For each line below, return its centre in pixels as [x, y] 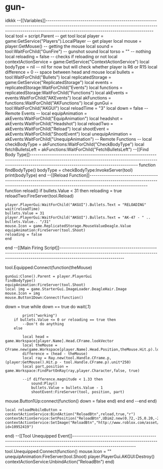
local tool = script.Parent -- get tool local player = [54, 36]
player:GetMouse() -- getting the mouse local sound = [59, 46]
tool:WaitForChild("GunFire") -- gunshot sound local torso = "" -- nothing [78, 51]
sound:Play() [44, 383]
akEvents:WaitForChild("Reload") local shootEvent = [57, 129]
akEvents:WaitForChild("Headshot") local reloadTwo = [59, 123]
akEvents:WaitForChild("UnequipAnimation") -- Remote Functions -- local [78, 139]
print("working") [40, 315]
